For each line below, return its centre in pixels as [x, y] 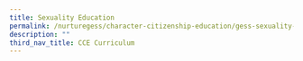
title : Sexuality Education [62, 17]
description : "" [40, 34]
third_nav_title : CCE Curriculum [72, 43]
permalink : [30, 26]
